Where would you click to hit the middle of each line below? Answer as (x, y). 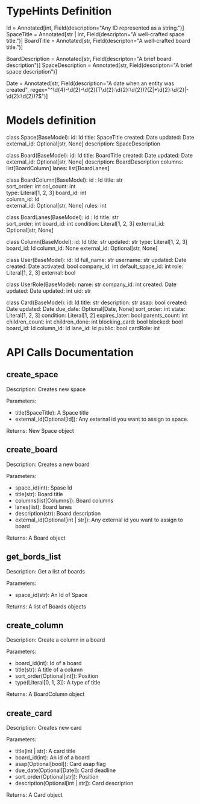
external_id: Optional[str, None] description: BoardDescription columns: (95, 162)
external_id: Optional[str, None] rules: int (56, 205)
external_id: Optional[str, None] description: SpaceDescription (83, 144)
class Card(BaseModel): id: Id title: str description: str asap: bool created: (97, 302)
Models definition (51, 120)
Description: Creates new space (46, 389)
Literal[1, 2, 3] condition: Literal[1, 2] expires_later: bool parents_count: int (97, 315)
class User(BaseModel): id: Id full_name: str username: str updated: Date (96, 260)
